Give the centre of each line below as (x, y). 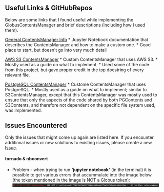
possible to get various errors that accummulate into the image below (82, 174)
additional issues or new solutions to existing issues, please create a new (79, 142)
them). (12, 30)
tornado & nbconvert (27, 159)
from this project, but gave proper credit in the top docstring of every (74, 70)
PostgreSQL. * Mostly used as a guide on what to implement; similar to (76, 89)
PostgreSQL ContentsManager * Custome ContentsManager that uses (76, 84)
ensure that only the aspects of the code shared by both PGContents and (79, 100)
